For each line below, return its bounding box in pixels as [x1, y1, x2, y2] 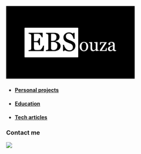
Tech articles [14, 113, 48, 120]
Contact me [6, 128, 41, 136]
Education [14, 100, 41, 107]
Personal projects [14, 87, 59, 94]
